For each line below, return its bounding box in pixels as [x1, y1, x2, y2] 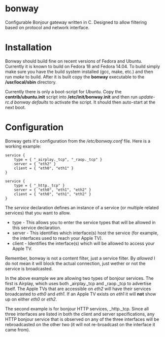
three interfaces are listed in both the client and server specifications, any [5, 311, 155, 317]
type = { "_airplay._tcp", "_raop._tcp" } [14, 157, 102, 162]
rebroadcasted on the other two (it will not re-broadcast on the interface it [5, 321, 155, 327]
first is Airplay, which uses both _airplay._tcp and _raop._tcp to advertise [5, 280, 152, 286]
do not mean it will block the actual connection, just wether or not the [5, 260, 146, 266]
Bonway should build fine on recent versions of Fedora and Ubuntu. [5, 58, 143, 64]
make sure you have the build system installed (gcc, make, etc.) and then [5, 69, 154, 75]
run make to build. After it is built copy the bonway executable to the [5, 74, 144, 79]
